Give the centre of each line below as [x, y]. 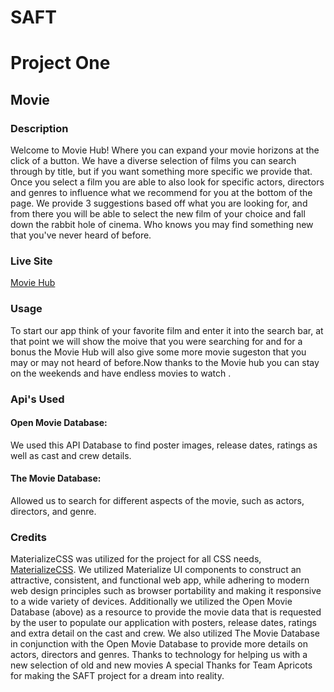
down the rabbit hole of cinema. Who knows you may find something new [162, 225]
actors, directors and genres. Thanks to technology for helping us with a [159, 655]
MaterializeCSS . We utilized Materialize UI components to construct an [156, 570]
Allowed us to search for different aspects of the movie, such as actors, [157, 500]
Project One [60, 63]
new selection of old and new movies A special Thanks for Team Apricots [161, 665]
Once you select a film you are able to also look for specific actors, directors [167, 182]
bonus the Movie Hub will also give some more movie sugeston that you [158, 352]
